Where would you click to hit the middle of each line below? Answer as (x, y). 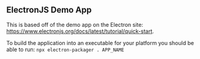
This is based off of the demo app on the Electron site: (75, 24)
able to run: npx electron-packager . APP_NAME (65, 49)
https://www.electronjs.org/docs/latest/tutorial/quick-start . (80, 31)
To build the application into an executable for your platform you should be (100, 43)
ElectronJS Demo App (49, 10)
